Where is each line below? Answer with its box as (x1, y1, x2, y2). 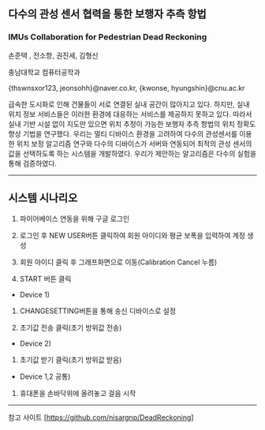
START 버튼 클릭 (19, 274, 72, 283)
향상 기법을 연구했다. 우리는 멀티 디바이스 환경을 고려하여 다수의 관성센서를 (8, 129, 238, 138)
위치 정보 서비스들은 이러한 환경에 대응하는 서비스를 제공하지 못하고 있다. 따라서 (8, 109, 252, 118)
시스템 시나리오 (8, 192, 78, 205)
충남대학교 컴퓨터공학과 (8, 67, 80, 77)
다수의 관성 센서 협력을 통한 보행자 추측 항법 (8, 7, 207, 21)
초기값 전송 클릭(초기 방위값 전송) (19, 323, 122, 332)
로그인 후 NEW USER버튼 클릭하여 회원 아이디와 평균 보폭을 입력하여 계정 (19, 230, 246, 240)
